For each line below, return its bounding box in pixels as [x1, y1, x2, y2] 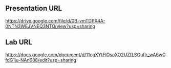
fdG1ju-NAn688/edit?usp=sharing [5, 57, 77, 63]
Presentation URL [5, 4, 62, 13]
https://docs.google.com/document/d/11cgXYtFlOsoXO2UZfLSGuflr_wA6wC [5, 51, 166, 58]
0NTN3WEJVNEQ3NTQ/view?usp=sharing [5, 23, 96, 29]
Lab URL [5, 38, 32, 47]
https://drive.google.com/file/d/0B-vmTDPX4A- [5, 17, 106, 24]
